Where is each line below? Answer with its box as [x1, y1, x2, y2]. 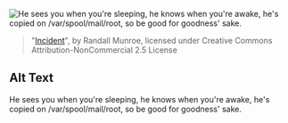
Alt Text [9, 70, 53, 86]
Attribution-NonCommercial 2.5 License [30, 45, 178, 55]
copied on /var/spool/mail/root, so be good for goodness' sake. [9, 103, 243, 114]
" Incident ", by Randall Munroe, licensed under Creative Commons [30, 36, 273, 45]
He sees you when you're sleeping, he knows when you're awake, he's [9, 94, 270, 104]
